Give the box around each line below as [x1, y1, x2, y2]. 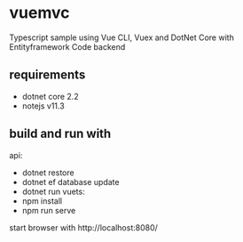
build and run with [9, 126, 112, 141]
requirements [9, 68, 86, 83]
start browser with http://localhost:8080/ [9, 222, 158, 233]
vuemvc [9, 3, 70, 23]
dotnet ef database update [21, 176, 120, 187]
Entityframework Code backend [9, 41, 126, 52]
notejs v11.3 [21, 101, 65, 111]
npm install [21, 195, 63, 206]
